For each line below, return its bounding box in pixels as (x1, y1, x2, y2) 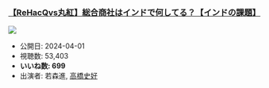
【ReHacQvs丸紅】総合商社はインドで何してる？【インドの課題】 (8, 6, 261, 17)
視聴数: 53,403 (19, 52, 69, 61)
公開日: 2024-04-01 (19, 41, 85, 51)
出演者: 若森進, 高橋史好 (19, 71, 98, 81)
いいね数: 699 (19, 61, 66, 71)
